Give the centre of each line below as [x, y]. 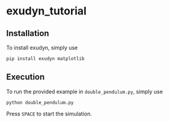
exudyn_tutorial [47, 11]
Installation [28, 33]
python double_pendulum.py [40, 102]
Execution [26, 77]
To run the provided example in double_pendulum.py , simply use [85, 91]
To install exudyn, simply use [42, 47]
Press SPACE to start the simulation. [49, 114]
